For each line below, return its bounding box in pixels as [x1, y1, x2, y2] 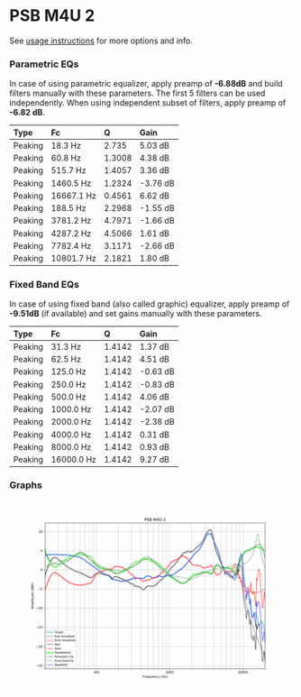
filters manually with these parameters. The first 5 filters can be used [9, 87, 266, 99]
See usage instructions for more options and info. [9, 35, 194, 46]
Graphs [9, 479, 42, 491]
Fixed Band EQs [9, 278, 79, 290]
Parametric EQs [9, 58, 79, 70]
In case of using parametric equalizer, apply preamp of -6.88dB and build [9, 78, 283, 89]
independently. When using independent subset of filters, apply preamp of [9, 97, 287, 108]
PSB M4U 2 [9, 5, 96, 26]
